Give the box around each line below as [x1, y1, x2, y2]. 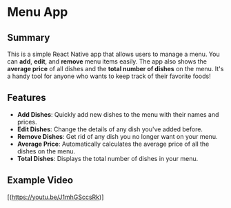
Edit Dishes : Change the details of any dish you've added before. [17, 125, 203, 133]
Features [7, 92, 46, 104]
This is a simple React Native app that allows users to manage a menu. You [7, 50, 220, 58]
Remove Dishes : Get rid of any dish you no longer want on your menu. [17, 132, 218, 140]
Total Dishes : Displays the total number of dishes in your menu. [17, 154, 199, 162]
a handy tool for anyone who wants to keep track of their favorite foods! [7, 72, 212, 80]
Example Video [7, 174, 74, 187]
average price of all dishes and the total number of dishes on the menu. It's [7, 65, 224, 73]
